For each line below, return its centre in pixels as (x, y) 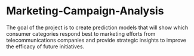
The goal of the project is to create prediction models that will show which (97, 27)
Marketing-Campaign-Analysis (85, 11)
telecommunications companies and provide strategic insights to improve (96, 40)
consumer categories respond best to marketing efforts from (81, 33)
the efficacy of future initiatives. (45, 46)
